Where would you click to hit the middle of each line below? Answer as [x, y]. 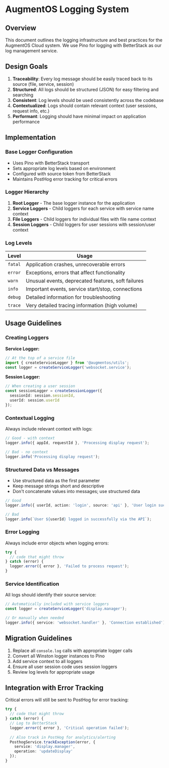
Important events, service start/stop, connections [84, 289]
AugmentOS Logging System [67, 9]
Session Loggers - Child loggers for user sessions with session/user [84, 224]
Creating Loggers [27, 338]
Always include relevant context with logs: [49, 429]
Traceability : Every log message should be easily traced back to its [82, 79]
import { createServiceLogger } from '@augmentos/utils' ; [67, 363]
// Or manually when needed [35, 618]
